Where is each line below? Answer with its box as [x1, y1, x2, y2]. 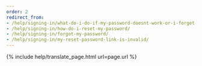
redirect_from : [6, 14, 44, 20]
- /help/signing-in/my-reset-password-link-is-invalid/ [6, 37, 149, 43]
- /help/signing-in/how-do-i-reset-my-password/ [6, 25, 130, 32]
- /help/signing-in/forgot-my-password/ [6, 31, 109, 37]
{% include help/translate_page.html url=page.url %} [6, 53, 137, 60]
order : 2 [6, 8, 28, 15]
